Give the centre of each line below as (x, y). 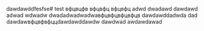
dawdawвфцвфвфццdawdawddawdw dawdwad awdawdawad (84, 22)
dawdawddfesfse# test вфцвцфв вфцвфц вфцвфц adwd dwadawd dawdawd (102, 9)
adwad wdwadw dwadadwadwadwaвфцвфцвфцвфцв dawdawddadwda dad (102, 15)
